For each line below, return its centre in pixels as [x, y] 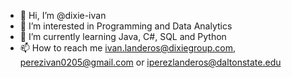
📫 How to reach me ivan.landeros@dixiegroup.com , [128, 48]
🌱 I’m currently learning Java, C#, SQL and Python [123, 36]
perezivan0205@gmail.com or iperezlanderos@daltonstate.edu [150, 62]
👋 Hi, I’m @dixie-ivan [63, 15]
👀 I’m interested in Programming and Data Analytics [126, 26]
